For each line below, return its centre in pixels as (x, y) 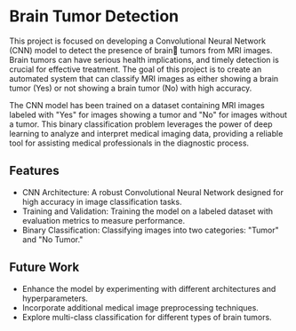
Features (34, 171)
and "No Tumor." (52, 239)
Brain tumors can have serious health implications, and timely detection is (144, 59)
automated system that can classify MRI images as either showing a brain (144, 78)
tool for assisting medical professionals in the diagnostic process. (129, 143)
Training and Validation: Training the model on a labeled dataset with (148, 211)
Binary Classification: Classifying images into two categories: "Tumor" (150, 230)
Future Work (44, 268)
